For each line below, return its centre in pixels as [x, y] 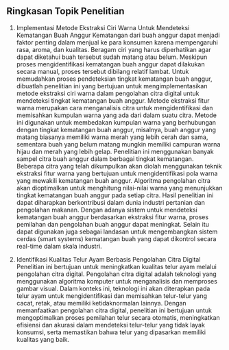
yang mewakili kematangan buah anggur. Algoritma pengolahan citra [113, 180]
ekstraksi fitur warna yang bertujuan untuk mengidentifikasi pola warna [117, 173]
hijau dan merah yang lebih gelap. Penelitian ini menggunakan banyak [115, 151]
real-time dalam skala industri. [59, 246]
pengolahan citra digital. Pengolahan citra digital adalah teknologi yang [116, 274]
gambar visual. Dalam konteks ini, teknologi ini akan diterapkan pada [113, 288]
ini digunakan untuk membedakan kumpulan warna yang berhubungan [116, 122]
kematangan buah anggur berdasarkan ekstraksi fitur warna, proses [112, 217]
